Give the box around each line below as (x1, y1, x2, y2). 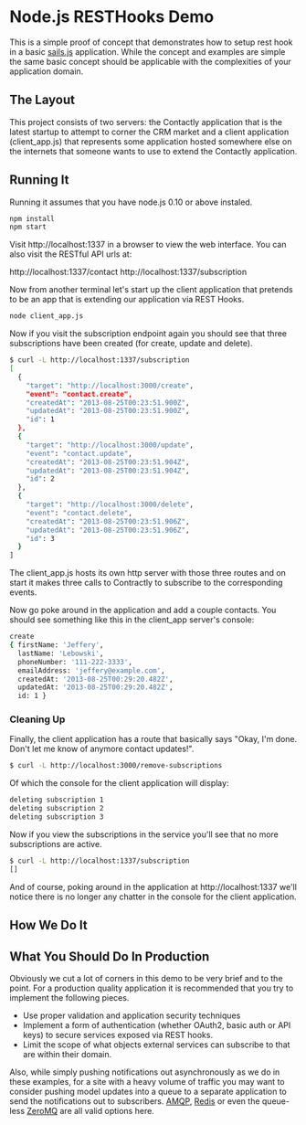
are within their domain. (22, 1048, 112, 1059)
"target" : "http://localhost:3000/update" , (26, 440, 195, 450)
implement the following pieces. (9, 992, 130, 1003)
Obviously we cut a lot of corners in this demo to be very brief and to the (9, 972, 283, 983)
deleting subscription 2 (9, 804, 104, 813)
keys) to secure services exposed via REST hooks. (22, 1029, 213, 1040)
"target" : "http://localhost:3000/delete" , (26, 500, 195, 509)
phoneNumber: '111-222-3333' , (17, 657, 132, 666)
